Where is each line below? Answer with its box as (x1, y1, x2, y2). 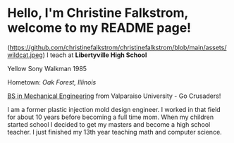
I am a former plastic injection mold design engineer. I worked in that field (7, 105, 221, 113)
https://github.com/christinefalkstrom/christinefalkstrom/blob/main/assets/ (9, 43, 227, 51)
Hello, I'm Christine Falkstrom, (7, 5, 189, 21)
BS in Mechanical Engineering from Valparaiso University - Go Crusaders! (7, 92, 221, 100)
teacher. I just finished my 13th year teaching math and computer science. (7, 128, 222, 136)
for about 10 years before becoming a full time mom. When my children (7, 113, 214, 121)
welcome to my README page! (7, 20, 192, 36)
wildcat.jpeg (7, 51, 44, 59)
